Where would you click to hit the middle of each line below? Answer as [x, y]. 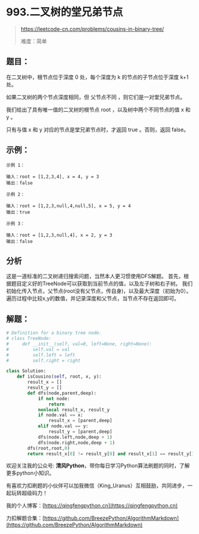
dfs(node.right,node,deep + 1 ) [76, 443]
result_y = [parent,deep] [80, 432]
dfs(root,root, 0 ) [49, 448]
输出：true [18, 212]
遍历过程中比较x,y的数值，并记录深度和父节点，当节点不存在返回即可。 [93, 298]
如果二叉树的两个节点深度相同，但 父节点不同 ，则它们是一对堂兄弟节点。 [96, 97]
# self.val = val [38, 349]
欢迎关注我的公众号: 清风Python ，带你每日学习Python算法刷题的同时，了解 [98, 466]
